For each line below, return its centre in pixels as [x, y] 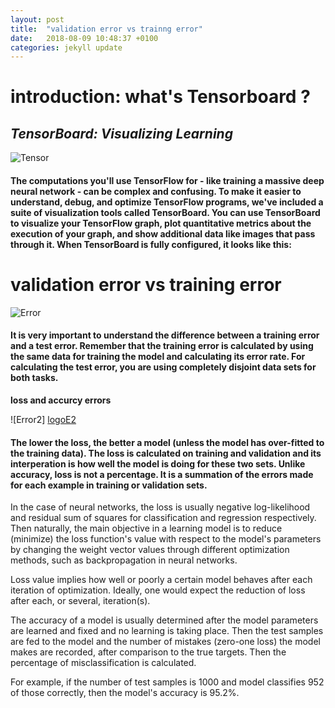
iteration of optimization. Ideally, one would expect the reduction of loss [158, 590]
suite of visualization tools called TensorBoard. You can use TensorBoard [165, 212]
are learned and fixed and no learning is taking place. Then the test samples [167, 631]
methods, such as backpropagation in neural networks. [124, 560]
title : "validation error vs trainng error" [106, 29]
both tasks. [34, 378]
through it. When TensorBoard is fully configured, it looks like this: [151, 244]
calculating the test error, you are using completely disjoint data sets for [163, 367]
